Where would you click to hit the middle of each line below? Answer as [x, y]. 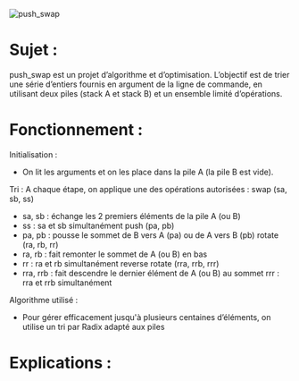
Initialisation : [33, 154]
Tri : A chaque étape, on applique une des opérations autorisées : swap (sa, [148, 189]
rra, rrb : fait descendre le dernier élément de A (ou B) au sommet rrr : [150, 273]
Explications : [61, 363]
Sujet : [33, 50]
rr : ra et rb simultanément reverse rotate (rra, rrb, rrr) [120, 263]
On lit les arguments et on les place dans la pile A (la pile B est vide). [148, 172]
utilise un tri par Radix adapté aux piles [93, 326]
